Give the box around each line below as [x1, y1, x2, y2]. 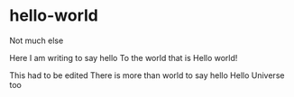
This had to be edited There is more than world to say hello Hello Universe [9, 69, 285, 81]
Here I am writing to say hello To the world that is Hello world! [9, 52, 238, 63]
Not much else [9, 35, 64, 46]
